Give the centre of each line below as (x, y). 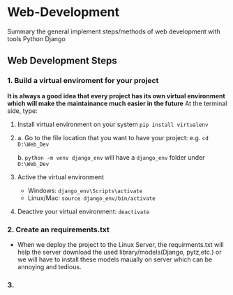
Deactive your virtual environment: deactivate (83, 211)
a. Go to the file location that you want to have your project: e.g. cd (113, 137)
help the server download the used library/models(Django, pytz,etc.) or (119, 252)
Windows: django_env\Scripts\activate (85, 190)
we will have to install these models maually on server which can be (115, 259)
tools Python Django (37, 38)
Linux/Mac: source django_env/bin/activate (91, 198)
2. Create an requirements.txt (58, 229)
